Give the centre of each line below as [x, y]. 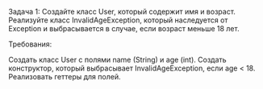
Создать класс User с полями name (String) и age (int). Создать [118, 60]
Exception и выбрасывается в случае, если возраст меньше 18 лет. [124, 28]
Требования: [30, 44]
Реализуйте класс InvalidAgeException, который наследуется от [118, 20]
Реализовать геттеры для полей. [65, 77]
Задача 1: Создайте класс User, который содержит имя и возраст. [122, 12]
